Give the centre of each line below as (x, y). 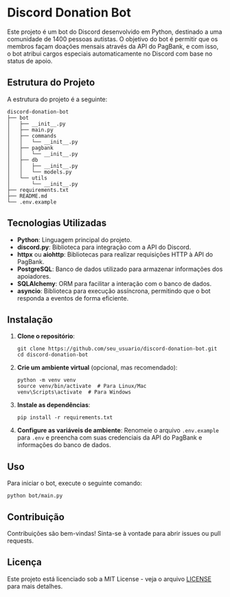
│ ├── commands (32, 135)
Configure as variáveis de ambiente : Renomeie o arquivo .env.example (118, 431)
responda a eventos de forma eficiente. (73, 298)
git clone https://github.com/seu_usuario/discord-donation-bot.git (117, 349)
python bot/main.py (35, 496)
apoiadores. (34, 276)
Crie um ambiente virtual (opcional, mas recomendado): (97, 368)
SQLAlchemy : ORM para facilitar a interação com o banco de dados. (114, 283)
